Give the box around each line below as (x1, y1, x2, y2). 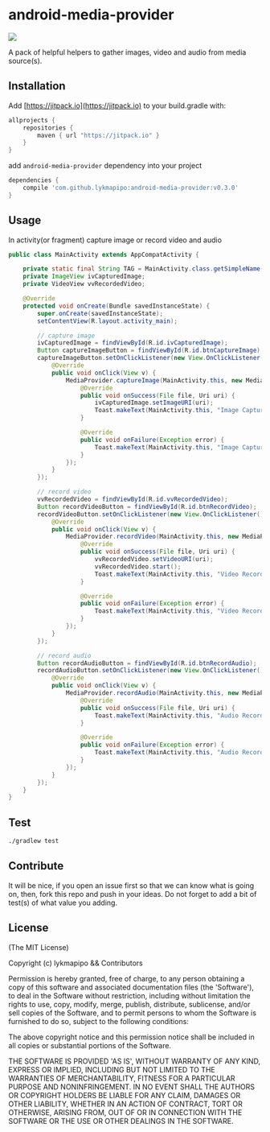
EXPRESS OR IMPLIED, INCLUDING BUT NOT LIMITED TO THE (8, 1064, 215, 1074)
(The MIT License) (8, 942, 70, 952)
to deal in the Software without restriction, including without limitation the (8, 990, 251, 1000)
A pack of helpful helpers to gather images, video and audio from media (8, 47, 247, 57)
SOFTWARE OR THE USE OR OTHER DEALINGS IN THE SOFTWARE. (8, 1116, 234, 1126)
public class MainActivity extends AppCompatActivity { (8, 250, 199, 258)
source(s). (8, 56, 43, 65)
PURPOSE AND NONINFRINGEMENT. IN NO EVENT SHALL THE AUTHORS (8, 1081, 256, 1092)
